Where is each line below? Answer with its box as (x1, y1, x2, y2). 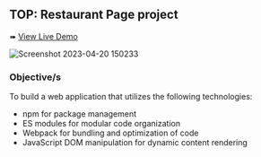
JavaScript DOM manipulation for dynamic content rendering (22, 137, 248, 148)
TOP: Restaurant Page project (9, 7, 178, 22)
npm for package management (22, 109, 137, 119)
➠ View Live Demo (9, 31, 78, 41)
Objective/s (9, 71, 61, 83)
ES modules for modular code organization (22, 118, 181, 129)
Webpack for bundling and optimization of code (22, 127, 199, 138)
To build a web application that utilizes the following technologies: (9, 92, 253, 102)
